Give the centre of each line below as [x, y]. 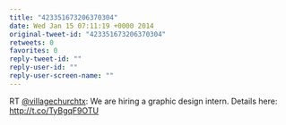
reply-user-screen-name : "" [62, 76]
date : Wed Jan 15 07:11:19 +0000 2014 [82, 26]
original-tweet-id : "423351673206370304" [88, 34]
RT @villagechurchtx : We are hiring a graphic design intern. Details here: [143, 101]
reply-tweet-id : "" [46, 59]
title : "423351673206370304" [64, 17]
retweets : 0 [31, 42]
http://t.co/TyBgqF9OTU [54, 110]
